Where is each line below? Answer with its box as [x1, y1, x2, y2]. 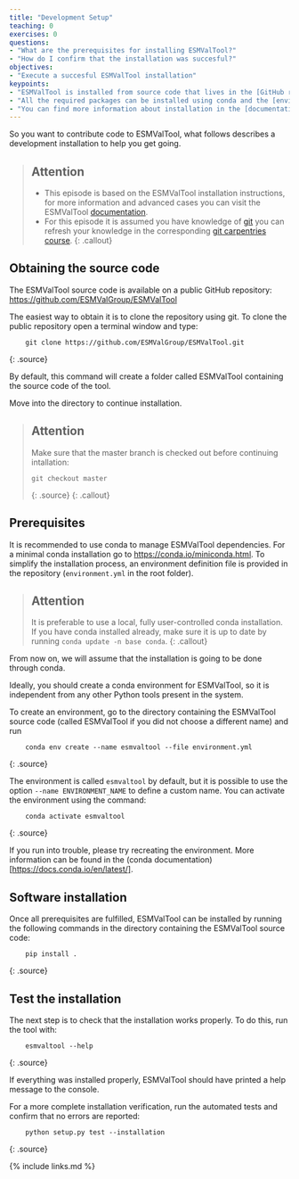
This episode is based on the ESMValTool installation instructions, [44, 188, 286, 199]
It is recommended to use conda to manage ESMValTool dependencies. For [9, 539, 286, 549]
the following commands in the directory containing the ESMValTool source [9, 923, 286, 934]
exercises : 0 [9, 29, 58, 38]
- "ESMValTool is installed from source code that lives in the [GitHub [9, 87, 285, 96]
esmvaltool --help [25, 1041, 93, 1051]
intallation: [30, 457, 69, 467]
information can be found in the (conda [9, 854, 153, 865]
